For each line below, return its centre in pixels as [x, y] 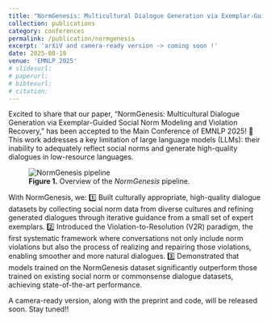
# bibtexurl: [30, 83]
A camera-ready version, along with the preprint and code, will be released [133, 301]
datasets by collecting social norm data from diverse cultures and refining [131, 209]
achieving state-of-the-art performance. [75, 285]
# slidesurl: [30, 69]
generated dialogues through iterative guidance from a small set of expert [131, 218]
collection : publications [52, 23]
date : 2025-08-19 [38, 53]
